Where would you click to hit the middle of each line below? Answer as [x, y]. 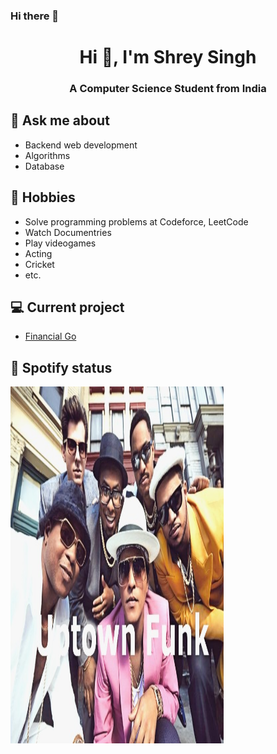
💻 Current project [67, 307]
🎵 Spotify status [61, 367]
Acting [38, 253]
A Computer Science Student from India [168, 89]
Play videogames [60, 243]
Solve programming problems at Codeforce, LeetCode [136, 221]
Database [44, 166]
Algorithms [47, 155]
